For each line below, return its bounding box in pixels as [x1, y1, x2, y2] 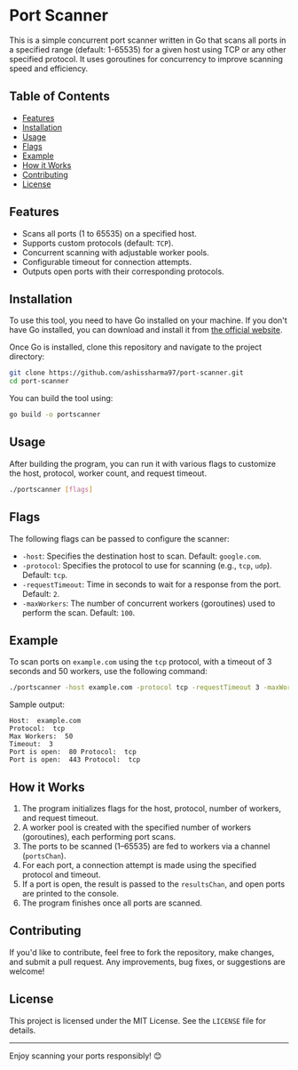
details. [9, 1025, 36, 1035]
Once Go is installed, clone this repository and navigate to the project [9, 342, 263, 352]
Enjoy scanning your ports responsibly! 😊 [9, 1050, 162, 1061]
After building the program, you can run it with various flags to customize [9, 458, 277, 469]
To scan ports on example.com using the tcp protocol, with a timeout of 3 [9, 656, 272, 667]
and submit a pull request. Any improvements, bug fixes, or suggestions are [9, 956, 286, 967]
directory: [9, 351, 45, 362]
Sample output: [9, 699, 65, 710]
